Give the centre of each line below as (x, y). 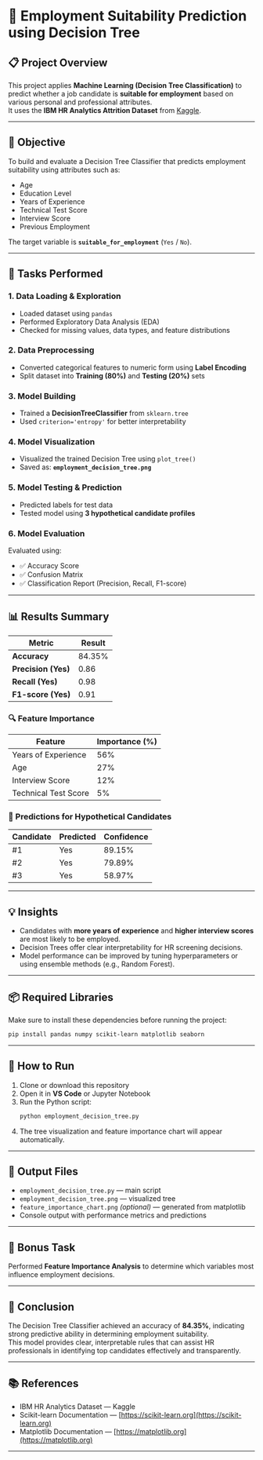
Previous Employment (54, 226)
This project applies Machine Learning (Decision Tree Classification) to (125, 85)
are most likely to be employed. (70, 939)
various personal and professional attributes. (80, 102)
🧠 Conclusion (41, 1307)
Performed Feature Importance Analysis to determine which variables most (131, 1266)
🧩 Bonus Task (42, 1247)
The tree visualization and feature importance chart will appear (121, 1131)
